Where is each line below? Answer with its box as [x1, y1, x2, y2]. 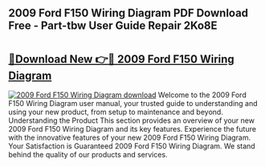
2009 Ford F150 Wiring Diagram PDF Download [8, 6, 249, 20]
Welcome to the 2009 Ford [157, 90, 247, 100]
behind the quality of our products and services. [8, 150, 168, 159]
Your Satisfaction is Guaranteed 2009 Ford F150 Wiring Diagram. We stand [8, 141, 255, 151]
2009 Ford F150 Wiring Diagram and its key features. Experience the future [8, 124, 257, 133]
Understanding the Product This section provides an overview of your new [8, 116, 255, 125]
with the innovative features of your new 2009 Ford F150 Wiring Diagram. [8, 132, 251, 142]
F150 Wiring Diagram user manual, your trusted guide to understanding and [8, 99, 259, 108]
